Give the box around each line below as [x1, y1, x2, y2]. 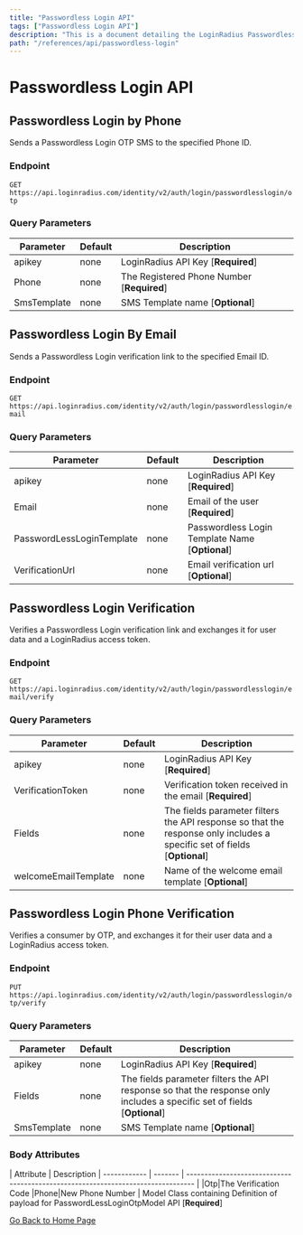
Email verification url [188, 558, 275, 571]
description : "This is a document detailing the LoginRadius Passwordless [9, 30, 297, 39]
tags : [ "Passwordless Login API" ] [9, 22, 140, 31]
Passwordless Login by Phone [9, 113, 182, 128]
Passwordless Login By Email [9, 327, 178, 342]
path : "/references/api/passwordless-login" [9, 38, 179, 48]
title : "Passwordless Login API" [9, 13, 135, 23]
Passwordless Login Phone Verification [9, 906, 234, 922]
